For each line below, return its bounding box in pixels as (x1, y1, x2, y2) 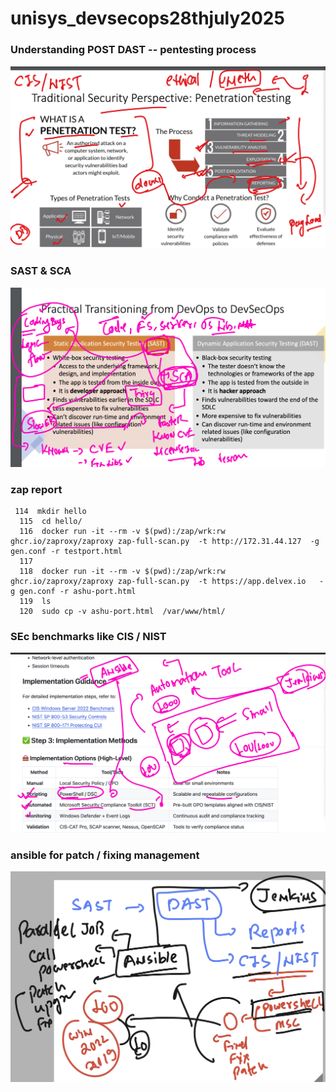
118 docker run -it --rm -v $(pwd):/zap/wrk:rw (19, 566, 226, 576)
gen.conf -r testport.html (10, 546, 123, 556)
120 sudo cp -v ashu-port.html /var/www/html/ (19, 606, 226, 616)
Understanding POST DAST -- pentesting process (10, 43, 257, 57)
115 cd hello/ (19, 516, 83, 526)
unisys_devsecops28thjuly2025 (10, 7, 285, 30)
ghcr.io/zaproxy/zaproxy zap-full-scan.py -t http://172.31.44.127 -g (10, 536, 320, 546)
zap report (10, 482, 63, 496)
